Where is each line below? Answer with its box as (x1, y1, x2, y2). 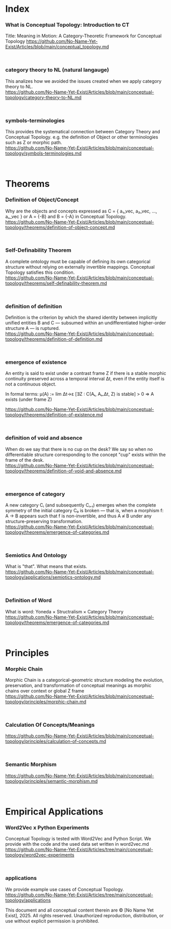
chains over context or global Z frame (5, 688, 84, 694)
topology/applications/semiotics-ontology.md (5, 574, 101, 580)
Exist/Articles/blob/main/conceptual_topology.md (5, 44, 109, 50)
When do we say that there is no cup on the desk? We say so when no (5, 446, 153, 452)
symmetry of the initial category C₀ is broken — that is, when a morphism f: (5, 508, 164, 514)
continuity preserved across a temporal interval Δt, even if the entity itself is (5, 376, 165, 382)
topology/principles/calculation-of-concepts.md (5, 739, 106, 745)
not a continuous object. (5, 381, 57, 387)
